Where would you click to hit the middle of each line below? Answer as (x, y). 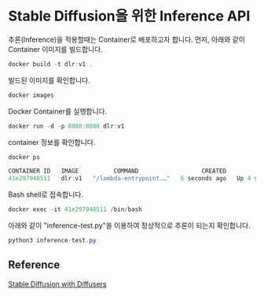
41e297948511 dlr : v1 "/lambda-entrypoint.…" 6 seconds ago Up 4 (130, 179)
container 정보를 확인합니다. (52, 142)
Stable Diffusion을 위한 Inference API (129, 16)
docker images (31, 95)
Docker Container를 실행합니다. (58, 111)
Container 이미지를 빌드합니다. (56, 49)
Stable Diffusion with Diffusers (57, 283)
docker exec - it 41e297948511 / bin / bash (75, 209)
